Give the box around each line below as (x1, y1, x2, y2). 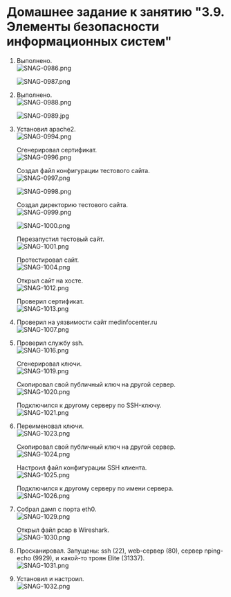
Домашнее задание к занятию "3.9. (6, 4, 225, 20)
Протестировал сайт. (16, 256, 80, 264)
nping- (204, 546, 223, 555)
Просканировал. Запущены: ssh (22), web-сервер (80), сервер (16, 546, 203, 555)
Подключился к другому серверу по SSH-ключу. (16, 401, 162, 409)
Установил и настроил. (16, 574, 84, 582)
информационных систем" (6, 34, 172, 49)
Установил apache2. (16, 125, 77, 133)
